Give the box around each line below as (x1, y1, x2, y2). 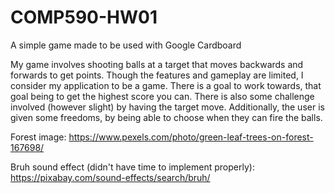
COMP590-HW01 (10, 6, 158, 29)
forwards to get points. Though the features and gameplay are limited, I (10, 69, 304, 81)
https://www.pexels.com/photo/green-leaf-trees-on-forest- (68, 131, 314, 143)
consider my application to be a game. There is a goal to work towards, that (10, 79, 322, 91)
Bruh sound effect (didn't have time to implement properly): (10, 161, 255, 173)
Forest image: (10, 131, 67, 143)
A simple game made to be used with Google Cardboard (10, 39, 242, 51)
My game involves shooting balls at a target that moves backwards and (10, 58, 304, 70)
